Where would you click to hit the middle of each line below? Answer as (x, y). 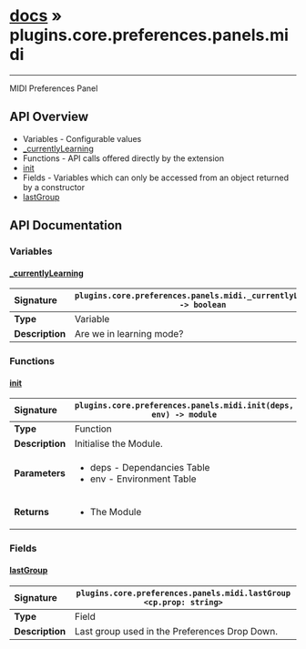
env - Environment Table (143, 479)
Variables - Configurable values (82, 138)
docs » (36, 16)
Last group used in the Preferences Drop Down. (176, 631)
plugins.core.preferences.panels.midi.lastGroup (184, 593)
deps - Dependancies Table (150, 468)
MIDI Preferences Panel (54, 88)
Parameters (40, 473)
